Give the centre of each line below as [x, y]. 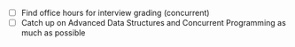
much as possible [53, 33]
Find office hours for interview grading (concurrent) [115, 13]
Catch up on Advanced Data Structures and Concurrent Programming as [154, 23]
